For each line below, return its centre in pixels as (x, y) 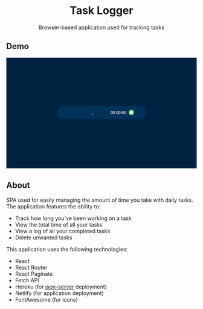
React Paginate (34, 274)
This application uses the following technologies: (67, 249)
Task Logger (101, 11)
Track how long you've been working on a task (73, 218)
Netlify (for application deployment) (59, 293)
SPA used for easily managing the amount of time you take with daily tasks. (100, 200)
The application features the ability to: (53, 206)
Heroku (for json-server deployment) (61, 287)
